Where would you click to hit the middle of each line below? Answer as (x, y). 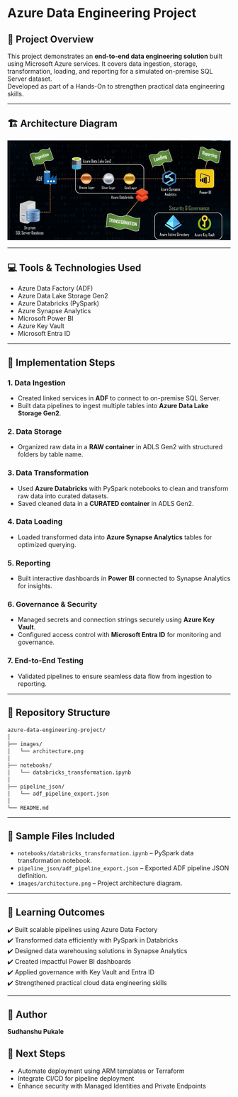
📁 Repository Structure (59, 713)
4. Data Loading (35, 522)
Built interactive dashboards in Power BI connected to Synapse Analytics (124, 578)
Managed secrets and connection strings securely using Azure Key (116, 620)
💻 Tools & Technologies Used (74, 268)
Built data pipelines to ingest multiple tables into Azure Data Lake (113, 405)
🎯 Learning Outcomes (56, 912)
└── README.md (28, 808)
